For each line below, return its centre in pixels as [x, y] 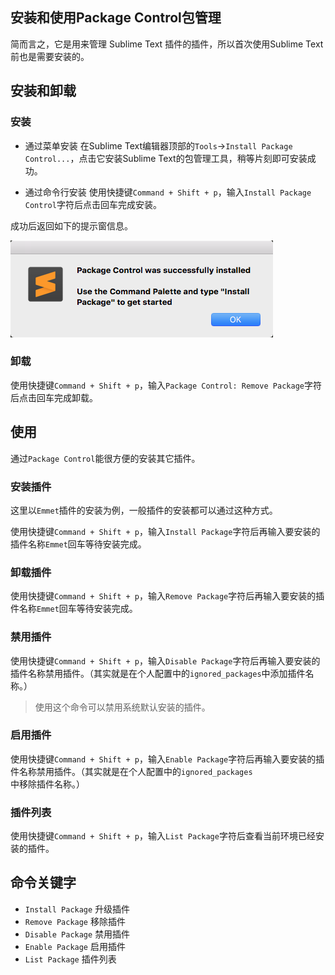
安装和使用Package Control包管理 [116, 18]
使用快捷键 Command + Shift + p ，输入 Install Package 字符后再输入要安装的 [165, 531]
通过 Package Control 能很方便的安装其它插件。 [105, 458]
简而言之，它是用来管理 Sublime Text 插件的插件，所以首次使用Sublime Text [167, 44]
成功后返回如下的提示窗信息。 [71, 225]
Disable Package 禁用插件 [77, 934]
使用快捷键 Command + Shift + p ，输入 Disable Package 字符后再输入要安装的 [165, 660]
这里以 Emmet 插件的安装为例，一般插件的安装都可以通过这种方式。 [144, 510]
